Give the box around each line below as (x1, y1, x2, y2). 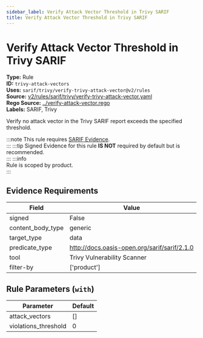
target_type (9, 234, 42, 242)
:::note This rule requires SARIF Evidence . (6, 136, 110, 143)
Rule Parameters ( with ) (6, 283, 95, 294)
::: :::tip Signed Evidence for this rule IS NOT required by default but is (6, 142, 181, 149)
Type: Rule (6, 73, 34, 81)
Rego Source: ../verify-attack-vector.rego (6, 100, 110, 107)
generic (69, 224, 92, 232)
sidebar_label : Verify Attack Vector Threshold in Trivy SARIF (6, 8, 170, 15)
